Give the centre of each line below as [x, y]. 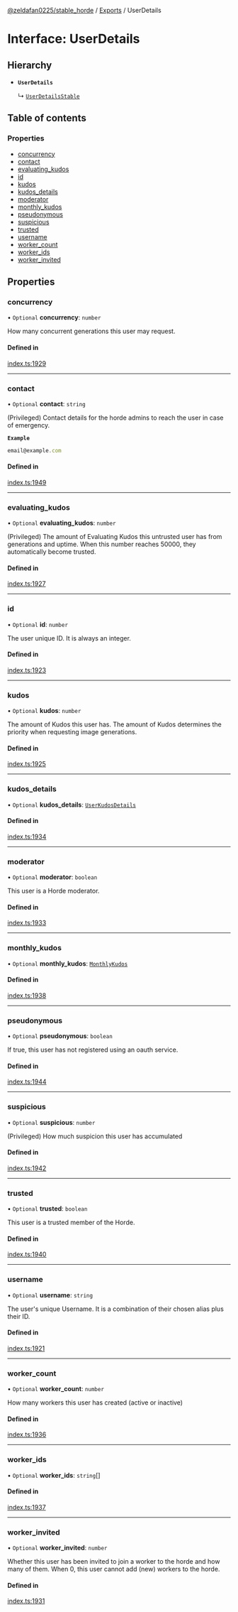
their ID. [19, 1316]
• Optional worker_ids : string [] [54, 1475]
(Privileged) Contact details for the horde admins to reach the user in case [116, 418]
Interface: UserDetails [74, 39]
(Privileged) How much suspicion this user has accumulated [95, 1136]
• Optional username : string [50, 1295]
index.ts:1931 [26, 1601]
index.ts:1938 [27, 995]
